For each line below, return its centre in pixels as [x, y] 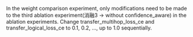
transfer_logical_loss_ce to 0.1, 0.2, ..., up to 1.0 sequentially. [79, 28]
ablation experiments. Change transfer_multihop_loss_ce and [80, 22]
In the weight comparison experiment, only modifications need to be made [97, 8]
